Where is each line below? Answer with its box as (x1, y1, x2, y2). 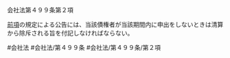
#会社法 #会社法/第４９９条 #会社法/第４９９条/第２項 (7, 44, 161, 51)
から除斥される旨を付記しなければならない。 (7, 29, 134, 37)
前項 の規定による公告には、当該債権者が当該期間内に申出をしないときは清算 (7, 20, 224, 29)
